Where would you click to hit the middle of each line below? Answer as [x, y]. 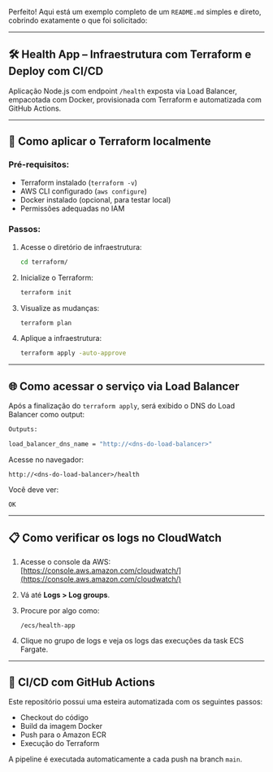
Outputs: [23, 430]
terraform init [46, 292]
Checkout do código [54, 717]
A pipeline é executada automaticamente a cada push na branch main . [125, 759]
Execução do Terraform [60, 744]
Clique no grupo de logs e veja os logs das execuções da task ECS [132, 640]
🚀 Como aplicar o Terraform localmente [110, 142]
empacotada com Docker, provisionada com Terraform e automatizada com [135, 99]
